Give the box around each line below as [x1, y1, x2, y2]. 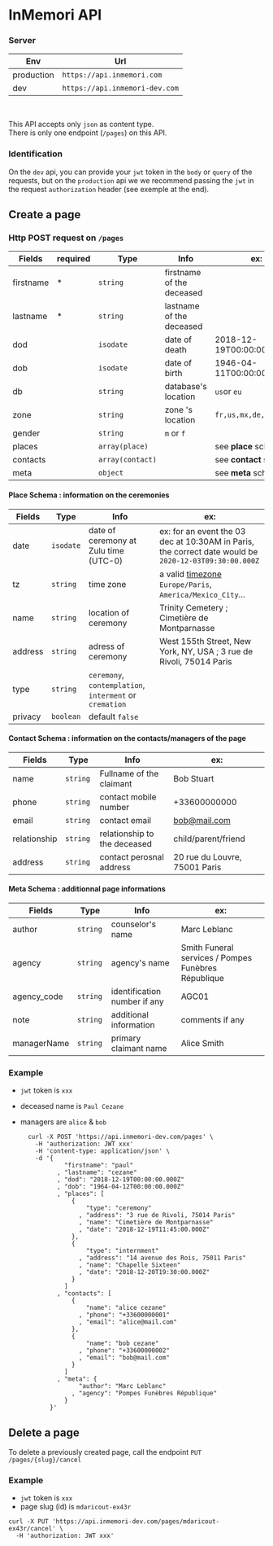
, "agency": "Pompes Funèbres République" [71, 1390, 218, 1398]
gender [12, 427, 41, 439]
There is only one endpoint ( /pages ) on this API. [8, 128, 167, 138]
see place [214, 441, 253, 453]
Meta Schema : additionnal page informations [8, 884, 167, 894]
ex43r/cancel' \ [8, 1525, 63, 1533]
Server [8, 35, 37, 46]
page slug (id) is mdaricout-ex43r [19, 1502, 132, 1512]
